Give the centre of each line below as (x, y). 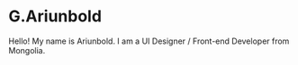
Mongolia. (27, 50)
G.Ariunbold (55, 16)
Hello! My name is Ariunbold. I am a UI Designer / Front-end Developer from (149, 41)
